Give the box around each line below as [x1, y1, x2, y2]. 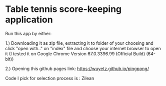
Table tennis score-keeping [5, 3, 122, 15]
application [5, 14, 53, 25]
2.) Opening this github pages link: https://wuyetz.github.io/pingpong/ [5, 66, 149, 72]
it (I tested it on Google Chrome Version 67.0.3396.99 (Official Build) [5, 51, 145, 57]
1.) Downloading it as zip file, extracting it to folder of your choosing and [5, 40, 153, 46]
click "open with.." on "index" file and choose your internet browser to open [5, 45, 161, 51]
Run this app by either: [5, 30, 51, 36]
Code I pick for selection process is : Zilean [5, 75, 94, 81]
